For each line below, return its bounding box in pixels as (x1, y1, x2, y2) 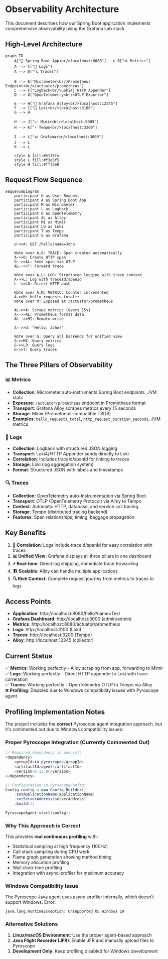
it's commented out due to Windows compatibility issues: (5, 727, 124, 733)
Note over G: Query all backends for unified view (14, 334, 122, 339)
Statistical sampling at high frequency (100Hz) (12, 844, 108, 850)
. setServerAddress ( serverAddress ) (14, 797, 86, 802)
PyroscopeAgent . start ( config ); (5, 810, 71, 815)
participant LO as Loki (14, 224, 64, 229)
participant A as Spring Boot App (14, 197, 86, 203)
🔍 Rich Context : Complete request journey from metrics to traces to (12, 575, 154, 581)
